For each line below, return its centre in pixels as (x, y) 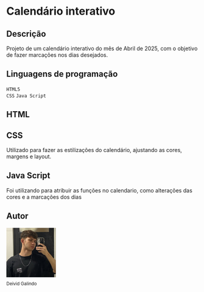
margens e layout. (29, 156)
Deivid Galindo (22, 283)
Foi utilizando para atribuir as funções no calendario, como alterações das (100, 190)
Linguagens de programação (62, 74)
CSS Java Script (26, 96)
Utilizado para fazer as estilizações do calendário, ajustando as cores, (94, 150)
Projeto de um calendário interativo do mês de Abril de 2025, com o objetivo (102, 48)
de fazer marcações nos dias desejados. (57, 55)
